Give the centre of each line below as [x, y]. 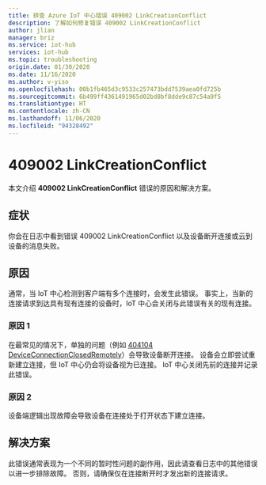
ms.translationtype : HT [47, 104]
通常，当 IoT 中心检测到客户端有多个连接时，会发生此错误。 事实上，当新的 [131, 294]
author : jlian [32, 30]
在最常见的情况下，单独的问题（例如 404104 [81, 344]
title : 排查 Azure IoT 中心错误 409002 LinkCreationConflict [108, 15]
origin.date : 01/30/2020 [49, 67]
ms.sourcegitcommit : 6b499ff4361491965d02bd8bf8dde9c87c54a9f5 [115, 97]
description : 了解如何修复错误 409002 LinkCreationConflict [104, 23]
